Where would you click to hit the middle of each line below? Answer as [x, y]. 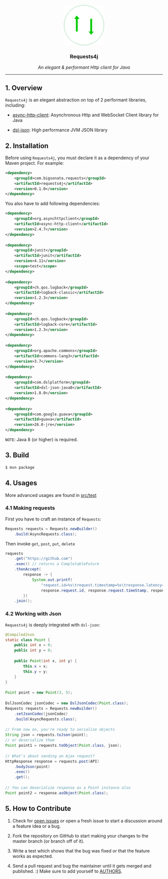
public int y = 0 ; [33, 651]
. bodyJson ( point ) [32, 767]
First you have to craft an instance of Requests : [53, 519]
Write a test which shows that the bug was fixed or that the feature [81, 850]
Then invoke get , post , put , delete [40, 543]
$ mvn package [20, 467]
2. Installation [27, 145]
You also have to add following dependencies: [52, 204]
